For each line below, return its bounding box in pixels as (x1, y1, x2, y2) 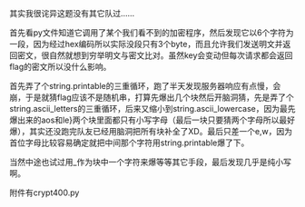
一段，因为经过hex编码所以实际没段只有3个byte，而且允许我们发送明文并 (9, 39, 283, 49)
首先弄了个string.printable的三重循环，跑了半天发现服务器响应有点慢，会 (9, 81, 281, 91)
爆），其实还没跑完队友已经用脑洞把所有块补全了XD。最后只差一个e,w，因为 (9, 126, 293, 136)
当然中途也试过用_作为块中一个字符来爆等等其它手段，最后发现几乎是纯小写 (9, 157, 292, 167)
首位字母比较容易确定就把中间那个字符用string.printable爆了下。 (9, 137, 250, 148)
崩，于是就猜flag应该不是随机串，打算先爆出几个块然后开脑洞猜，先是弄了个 (9, 92, 295, 103)
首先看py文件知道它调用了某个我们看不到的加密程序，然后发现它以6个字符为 (9, 27, 294, 38)
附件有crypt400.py (9, 187, 80, 198)
